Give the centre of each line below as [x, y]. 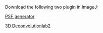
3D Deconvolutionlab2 [28, 26]
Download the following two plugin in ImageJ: [51, 7]
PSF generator [20, 16]
